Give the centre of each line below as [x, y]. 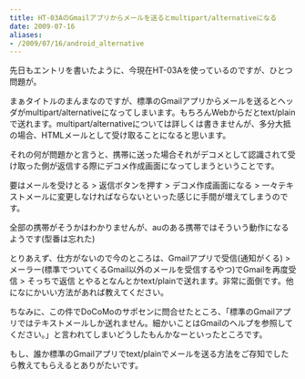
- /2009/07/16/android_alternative [77, 43]
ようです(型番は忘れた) [52, 239]
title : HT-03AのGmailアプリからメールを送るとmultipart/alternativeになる [143, 18]
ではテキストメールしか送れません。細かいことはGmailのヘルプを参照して [155, 323]
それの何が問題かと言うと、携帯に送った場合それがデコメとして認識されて [149, 155]
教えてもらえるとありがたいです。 [80, 365]
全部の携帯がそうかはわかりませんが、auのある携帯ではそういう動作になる [149, 228]
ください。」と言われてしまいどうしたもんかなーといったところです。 [138, 334]
